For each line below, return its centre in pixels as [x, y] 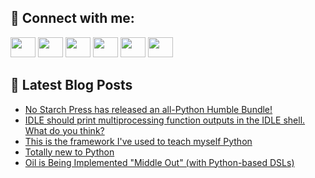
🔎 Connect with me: [72, 18]
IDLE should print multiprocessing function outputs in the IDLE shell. [165, 120]
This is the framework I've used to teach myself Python [138, 141]
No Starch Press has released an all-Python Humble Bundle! [148, 109]
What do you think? [64, 130]
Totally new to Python [69, 152]
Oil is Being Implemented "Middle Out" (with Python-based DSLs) [159, 162]
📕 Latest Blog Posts [71, 85]
